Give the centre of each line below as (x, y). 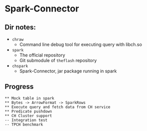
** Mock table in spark (30, 98)
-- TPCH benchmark (24, 124)
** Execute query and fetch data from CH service (58, 107)
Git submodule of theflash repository (58, 60)
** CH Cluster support (28, 115)
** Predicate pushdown (28, 111)
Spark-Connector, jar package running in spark (68, 71)
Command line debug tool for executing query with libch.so (81, 44)
